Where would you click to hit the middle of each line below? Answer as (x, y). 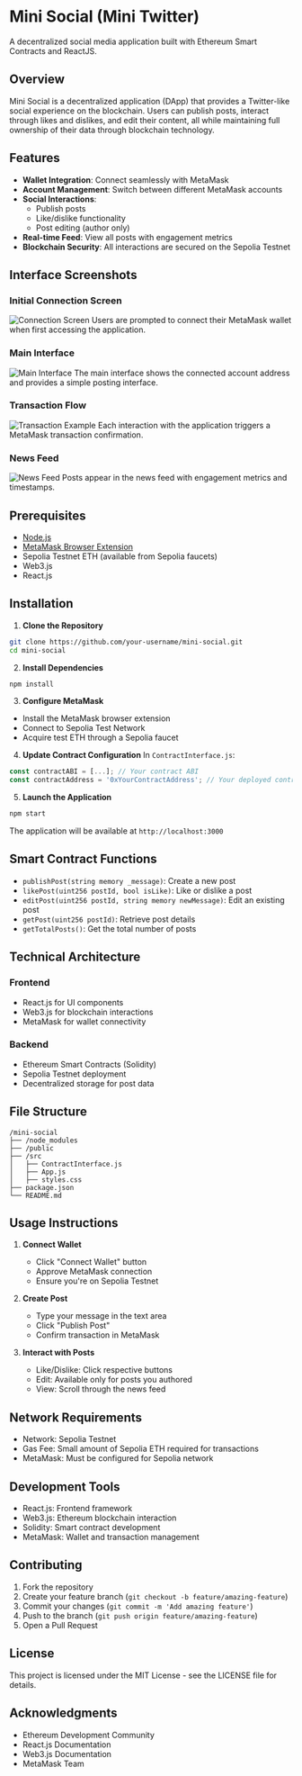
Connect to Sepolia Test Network (84, 728)
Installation (41, 604)
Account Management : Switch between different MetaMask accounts (152, 189)
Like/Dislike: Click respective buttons (104, 1370)
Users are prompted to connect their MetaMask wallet (191, 320)
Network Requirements (75, 1417)
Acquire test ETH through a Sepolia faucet (100, 738)
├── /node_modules (44, 1140)
